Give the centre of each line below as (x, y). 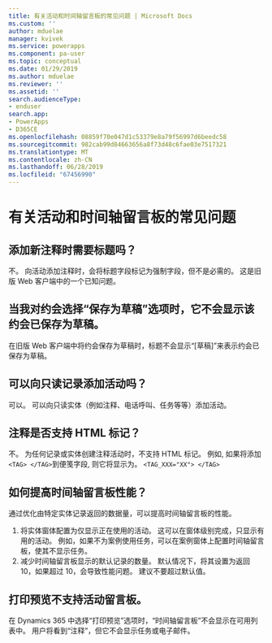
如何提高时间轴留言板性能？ (78, 492)
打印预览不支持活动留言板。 (78, 600)
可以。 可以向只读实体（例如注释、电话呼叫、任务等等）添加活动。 (120, 405)
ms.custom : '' (32, 24)
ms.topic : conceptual (45, 62)
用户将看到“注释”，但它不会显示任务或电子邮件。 (113, 631)
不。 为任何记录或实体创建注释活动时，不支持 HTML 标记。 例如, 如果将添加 (135, 454)
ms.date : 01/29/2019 (43, 69)
